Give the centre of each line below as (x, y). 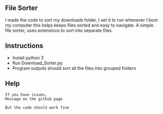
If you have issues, (26, 95)
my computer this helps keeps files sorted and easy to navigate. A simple (79, 25)
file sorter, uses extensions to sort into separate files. (59, 30)
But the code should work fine (37, 108)
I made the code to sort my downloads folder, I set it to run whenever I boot (81, 20)
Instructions (24, 46)
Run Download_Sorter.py (37, 63)
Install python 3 (28, 57)
